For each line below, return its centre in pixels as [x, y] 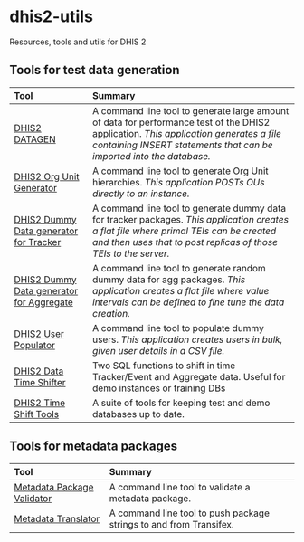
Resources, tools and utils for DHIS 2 [78, 42]
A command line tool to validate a [180, 487]
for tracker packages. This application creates [190, 219]
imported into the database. [151, 156]
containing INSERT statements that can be [182, 145]
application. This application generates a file [187, 133]
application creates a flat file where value [180, 290]
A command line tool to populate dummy [178, 328]
